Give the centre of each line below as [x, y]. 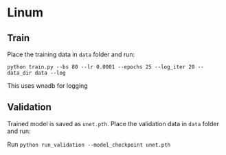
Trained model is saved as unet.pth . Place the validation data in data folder [113, 123]
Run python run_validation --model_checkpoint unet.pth [89, 144]
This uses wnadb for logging [47, 86]
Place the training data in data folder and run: [71, 54]
